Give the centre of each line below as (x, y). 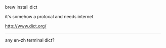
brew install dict (21, 7)
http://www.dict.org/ (26, 26)
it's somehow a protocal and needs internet (49, 16)
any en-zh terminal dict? (30, 40)
